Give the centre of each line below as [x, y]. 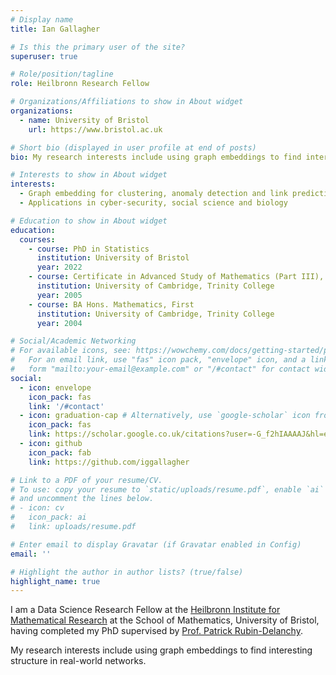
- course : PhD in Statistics [89, 249]
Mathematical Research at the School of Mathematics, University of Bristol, [165, 620]
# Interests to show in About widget [89, 175]
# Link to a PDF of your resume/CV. [86, 480]
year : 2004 [59, 323]
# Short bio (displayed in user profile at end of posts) [133, 147]
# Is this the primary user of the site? [98, 47]
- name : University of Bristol [84, 120]
